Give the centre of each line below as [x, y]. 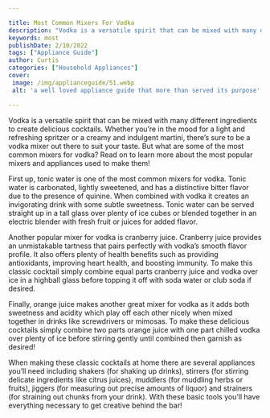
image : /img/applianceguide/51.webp [73, 83]
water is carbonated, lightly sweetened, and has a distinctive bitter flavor [129, 187]
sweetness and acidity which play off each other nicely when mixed [121, 312]
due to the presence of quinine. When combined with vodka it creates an [129, 196]
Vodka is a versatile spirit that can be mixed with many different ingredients [133, 120]
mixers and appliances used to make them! [79, 163]
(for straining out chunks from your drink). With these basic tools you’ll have [134, 396]
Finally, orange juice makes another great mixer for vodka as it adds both [129, 304]
